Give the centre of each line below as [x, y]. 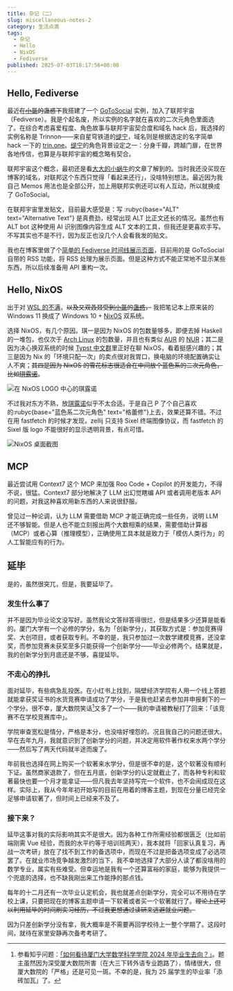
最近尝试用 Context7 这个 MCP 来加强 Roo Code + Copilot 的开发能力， [109, 484]
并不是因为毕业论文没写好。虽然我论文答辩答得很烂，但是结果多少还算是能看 [116, 620]
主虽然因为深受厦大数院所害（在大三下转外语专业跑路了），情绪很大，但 [119, 963]
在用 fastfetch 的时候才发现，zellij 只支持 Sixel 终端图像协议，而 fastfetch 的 [115, 421]
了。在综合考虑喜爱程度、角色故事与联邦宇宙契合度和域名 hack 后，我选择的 [116, 128]
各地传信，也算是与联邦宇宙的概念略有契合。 [71, 154]
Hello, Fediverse [43, 93]
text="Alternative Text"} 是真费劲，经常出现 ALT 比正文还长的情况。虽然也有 [116, 218]
